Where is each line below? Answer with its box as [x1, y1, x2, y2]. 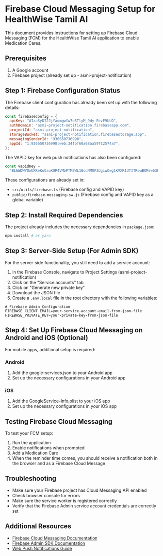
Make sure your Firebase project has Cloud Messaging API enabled [12, 487, 147, 493]
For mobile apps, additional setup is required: [5, 346, 96, 352]
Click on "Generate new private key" [12, 285, 85, 290]
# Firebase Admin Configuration [5, 304, 70, 309]
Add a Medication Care [12, 450, 58, 456]
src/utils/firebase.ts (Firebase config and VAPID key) [12, 186, 124, 193]
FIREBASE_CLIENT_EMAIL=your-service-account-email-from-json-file [5, 308, 142, 313]
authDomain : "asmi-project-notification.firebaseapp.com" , [9, 123, 131, 128]
